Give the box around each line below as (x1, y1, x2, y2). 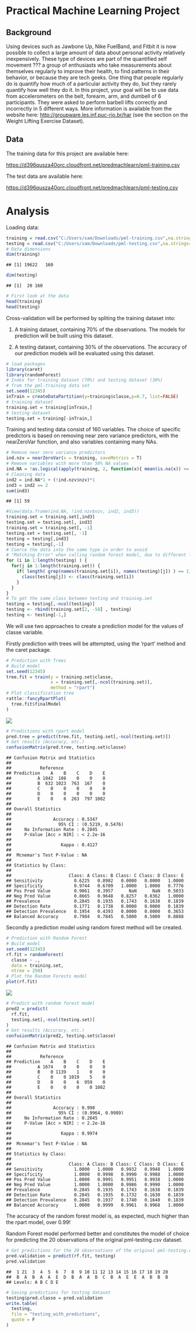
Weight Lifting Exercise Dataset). (6, 118, 85, 124)
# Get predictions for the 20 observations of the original (6, 1248, 156, 1253)
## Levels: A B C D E (6, 1279, 59, 1285)
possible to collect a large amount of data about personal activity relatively (6, 49, 185, 56)
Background (6, 28, 51, 37)
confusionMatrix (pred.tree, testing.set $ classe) (6, 744, 127, 750)
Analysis (6, 205, 50, 218)
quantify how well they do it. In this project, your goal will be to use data (6, 87, 179, 93)
